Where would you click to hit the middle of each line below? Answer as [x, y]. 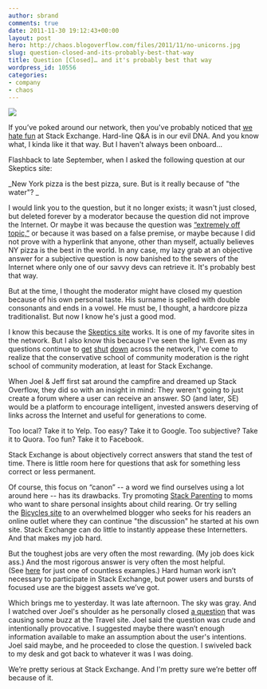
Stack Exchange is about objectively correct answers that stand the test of [130, 455]
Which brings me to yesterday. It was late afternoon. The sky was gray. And [132, 603]
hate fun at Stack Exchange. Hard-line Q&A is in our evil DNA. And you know [133, 136]
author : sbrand [33, 16]
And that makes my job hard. [55, 538]
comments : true [33, 23]
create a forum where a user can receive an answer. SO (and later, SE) [124, 398]
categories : [28, 75]
